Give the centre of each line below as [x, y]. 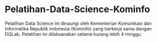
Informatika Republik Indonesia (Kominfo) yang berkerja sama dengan [78, 28]
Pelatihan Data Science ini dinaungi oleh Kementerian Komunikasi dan [78, 23]
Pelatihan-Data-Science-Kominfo [77, 9]
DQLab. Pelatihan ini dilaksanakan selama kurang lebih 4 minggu [73, 34]
